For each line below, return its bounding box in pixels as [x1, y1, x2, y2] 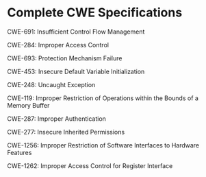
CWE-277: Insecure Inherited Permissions [7, 128, 125, 136]
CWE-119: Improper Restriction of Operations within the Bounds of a [7, 94, 198, 102]
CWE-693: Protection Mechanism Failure [7, 54, 123, 62]
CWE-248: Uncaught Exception [7, 80, 96, 88]
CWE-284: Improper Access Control [7, 40, 110, 49]
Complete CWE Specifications [7, 5, 183, 21]
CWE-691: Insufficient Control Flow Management [7, 27, 145, 36]
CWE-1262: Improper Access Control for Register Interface [7, 161, 173, 169]
